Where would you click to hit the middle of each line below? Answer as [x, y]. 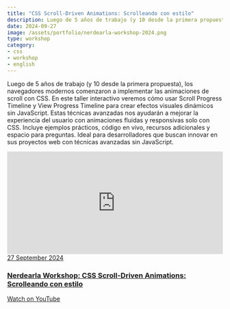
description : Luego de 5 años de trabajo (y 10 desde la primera [102, 20]
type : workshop [29, 39]
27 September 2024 [35, 258]
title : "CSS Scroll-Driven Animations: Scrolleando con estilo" [101, 13]
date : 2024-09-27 [32, 26]
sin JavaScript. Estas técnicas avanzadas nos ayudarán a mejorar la [103, 113]
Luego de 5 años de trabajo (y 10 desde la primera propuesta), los [100, 83]
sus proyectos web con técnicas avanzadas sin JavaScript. [90, 142]
